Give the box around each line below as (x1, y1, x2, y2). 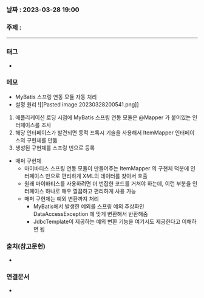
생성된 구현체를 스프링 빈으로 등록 (15, 144, 95, 151)
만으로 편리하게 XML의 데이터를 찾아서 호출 (45, 172, 148, 179)
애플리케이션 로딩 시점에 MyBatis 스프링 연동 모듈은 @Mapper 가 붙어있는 (15, 114, 191, 121)
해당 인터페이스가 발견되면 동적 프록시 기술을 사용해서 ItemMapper (15, 129, 174, 136)
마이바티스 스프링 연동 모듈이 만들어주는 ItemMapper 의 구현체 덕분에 (24, 164, 189, 172)
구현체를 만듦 (26, 136, 58, 144)
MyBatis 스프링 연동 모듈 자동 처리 (15, 93, 97, 100)
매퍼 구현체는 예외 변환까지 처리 (24, 195, 99, 202)
